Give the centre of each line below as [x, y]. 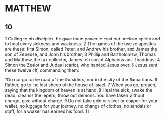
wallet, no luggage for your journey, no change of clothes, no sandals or [78, 106]
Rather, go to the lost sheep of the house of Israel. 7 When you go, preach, [81, 85]
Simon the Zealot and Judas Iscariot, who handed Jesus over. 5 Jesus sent [81, 65]
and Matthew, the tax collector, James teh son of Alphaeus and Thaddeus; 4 [82, 59]
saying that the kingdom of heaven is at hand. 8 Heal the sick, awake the [79, 90]
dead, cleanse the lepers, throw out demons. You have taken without [75, 95]
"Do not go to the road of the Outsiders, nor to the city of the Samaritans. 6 [81, 80]
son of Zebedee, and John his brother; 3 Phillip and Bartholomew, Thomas [81, 54]
